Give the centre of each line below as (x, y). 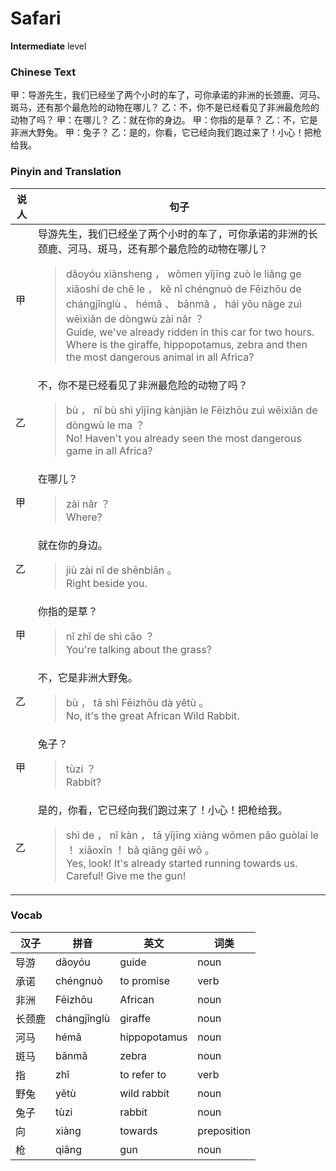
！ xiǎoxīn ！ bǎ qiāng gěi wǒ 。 (140, 850)
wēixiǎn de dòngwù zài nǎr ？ (135, 319)
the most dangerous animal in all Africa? (160, 357)
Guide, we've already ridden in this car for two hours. (190, 332)
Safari (36, 18)
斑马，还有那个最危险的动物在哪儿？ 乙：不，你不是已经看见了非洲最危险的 (165, 108)
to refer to (143, 1074)
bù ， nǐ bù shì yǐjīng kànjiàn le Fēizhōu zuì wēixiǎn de (191, 410)
